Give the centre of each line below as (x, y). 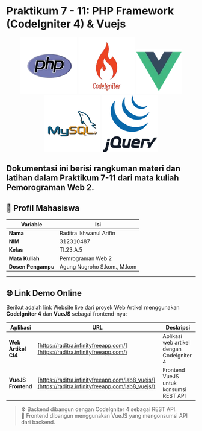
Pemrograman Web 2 (86, 258)
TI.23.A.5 (71, 250)
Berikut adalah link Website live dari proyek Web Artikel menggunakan (93, 308)
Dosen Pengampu (32, 266)
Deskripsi (178, 327)
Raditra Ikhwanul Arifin (87, 233)
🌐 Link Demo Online (44, 293)
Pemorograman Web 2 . (50, 187)
